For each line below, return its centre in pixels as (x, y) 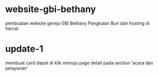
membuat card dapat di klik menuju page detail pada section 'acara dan (79, 63)
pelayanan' (17, 68)
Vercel (12, 28)
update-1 (24, 49)
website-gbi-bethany (51, 9)
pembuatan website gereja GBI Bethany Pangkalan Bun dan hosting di (77, 23)
